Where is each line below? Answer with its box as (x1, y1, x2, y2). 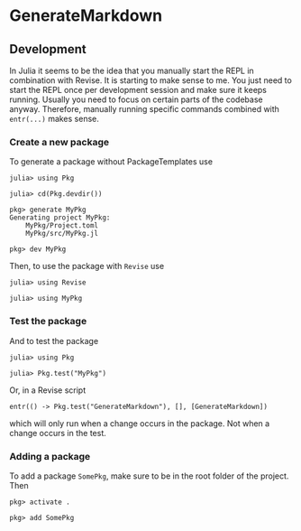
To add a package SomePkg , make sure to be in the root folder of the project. (9, 470, 289, 481)
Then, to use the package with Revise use (9, 261, 165, 272)
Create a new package (9, 135, 110, 148)
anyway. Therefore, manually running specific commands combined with (9, 104, 279, 114)
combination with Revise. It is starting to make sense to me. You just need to (9, 75, 293, 86)
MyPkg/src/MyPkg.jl (25, 229, 99, 238)
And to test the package (9, 335, 99, 346)
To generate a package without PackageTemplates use (9, 156, 214, 167)
